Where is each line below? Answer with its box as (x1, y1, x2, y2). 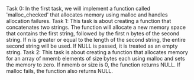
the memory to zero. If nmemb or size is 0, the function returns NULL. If (6, 61, 180, 68)
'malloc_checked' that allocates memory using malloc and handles (6, 11, 168, 18)
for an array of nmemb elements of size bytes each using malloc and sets (6, 55, 185, 62)
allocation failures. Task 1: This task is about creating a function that (6, 18, 172, 24)
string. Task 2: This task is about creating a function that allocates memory (6, 49, 188, 55)
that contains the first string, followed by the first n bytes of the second (6, 30, 180, 37)
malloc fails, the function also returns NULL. (6, 68, 114, 74)
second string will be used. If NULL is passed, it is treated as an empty (6, 42, 178, 49)
